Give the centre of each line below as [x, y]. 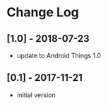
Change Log [43, 12]
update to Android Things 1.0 [59, 55]
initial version [36, 95]
